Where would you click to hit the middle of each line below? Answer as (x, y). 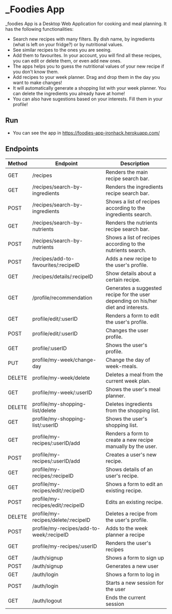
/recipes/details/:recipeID (63, 276)
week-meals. (122, 366)
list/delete (44, 410)
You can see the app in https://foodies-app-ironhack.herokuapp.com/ (86, 133)
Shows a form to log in (133, 574)
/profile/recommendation (62, 297)
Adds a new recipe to (131, 258)
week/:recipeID (51, 535)
